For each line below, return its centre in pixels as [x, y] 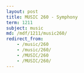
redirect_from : [25, 39]
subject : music [25, 28]
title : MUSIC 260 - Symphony [42, 17]
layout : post [22, 11]
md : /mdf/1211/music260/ [37, 34]
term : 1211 [20, 22]
